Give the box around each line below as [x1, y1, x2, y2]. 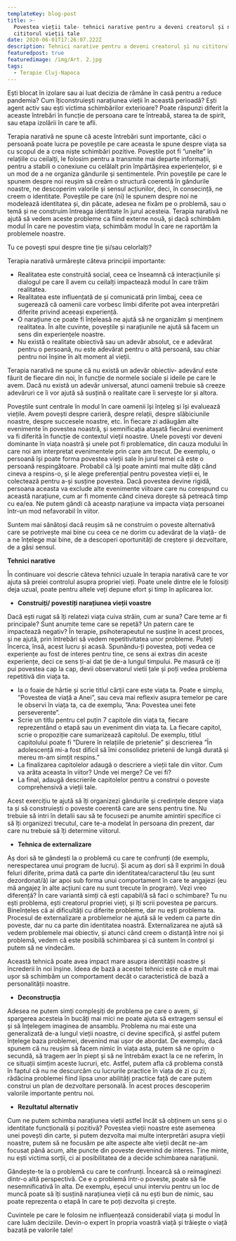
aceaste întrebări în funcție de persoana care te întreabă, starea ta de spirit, [7, 110, 226, 120]
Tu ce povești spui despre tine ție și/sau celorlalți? [7, 243, 152, 251]
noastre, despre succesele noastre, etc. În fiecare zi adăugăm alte [7, 416, 199, 426]
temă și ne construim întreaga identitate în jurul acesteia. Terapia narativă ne [7, 207, 228, 215]
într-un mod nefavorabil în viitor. [7, 507, 100, 515]
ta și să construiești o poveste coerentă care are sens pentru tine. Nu [7, 803, 207, 813]
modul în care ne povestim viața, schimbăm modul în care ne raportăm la [7, 222, 218, 230]
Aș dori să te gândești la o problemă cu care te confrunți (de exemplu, [7, 853, 209, 862]
